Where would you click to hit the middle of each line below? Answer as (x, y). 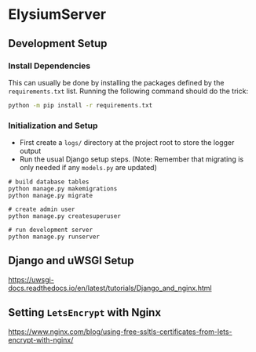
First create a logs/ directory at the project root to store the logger (127, 143)
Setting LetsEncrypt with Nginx (85, 312)
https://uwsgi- (31, 279)
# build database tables (49, 182)
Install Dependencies (49, 66)
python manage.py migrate (50, 196)
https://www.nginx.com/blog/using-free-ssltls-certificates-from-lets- (121, 332)
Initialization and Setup (53, 125)
